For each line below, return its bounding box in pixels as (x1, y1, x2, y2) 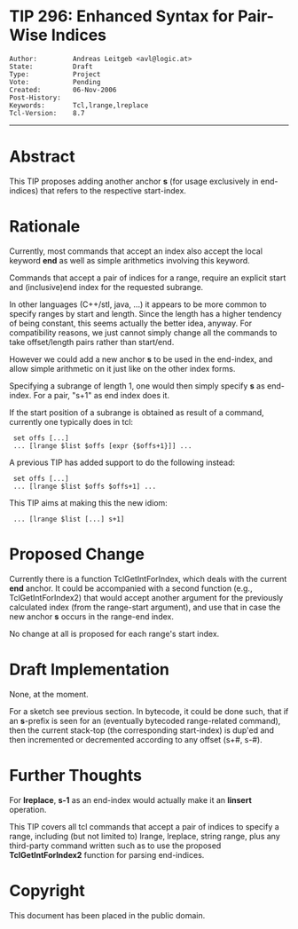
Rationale (9, 217, 81, 237)
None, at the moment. (9, 689, 89, 699)
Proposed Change (9, 544, 145, 564)
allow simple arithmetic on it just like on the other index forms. (9, 363, 236, 374)
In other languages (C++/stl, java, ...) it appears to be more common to (9, 299, 268, 310)
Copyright (9, 880, 86, 901)
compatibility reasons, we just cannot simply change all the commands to (9, 327, 278, 338)
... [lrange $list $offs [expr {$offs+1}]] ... (12, 441, 192, 450)
